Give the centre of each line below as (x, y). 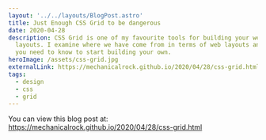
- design (30, 81)
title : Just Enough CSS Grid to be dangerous (84, 23)
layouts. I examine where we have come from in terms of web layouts (132, 45)
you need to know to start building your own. (93, 52)
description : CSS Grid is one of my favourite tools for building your (129, 38)
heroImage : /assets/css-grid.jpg (63, 60)
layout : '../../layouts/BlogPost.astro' (76, 15)
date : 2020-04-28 (37, 30)
